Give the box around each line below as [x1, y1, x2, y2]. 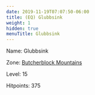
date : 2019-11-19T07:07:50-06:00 [6, 8, 90, 15]
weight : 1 [6, 20, 31, 26]
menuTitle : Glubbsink [6, 31, 60, 37]
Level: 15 [6, 71, 28, 78]
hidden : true [6, 25, 39, 32]
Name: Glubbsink [6, 47, 49, 54]
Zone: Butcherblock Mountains [6, 59, 82, 66]
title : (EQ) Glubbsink [6, 14, 63, 20]
